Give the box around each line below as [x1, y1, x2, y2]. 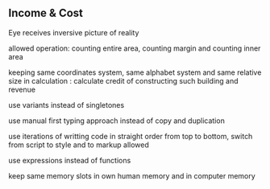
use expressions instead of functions [8, 155, 131, 165]
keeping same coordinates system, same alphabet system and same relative [8, 68, 262, 77]
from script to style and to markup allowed [8, 140, 149, 150]
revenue [8, 84, 36, 94]
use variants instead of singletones [8, 100, 125, 109]
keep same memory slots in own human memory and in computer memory [8, 171, 255, 180]
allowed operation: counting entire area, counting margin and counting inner [8, 43, 261, 53]
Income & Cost [8, 6, 83, 20]
